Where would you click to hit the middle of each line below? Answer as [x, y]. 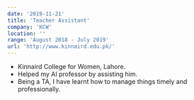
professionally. [39, 89]
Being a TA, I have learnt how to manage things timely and [102, 81]
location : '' [27, 33]
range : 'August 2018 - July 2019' [58, 40]
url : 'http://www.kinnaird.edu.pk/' [61, 46]
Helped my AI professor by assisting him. [78, 74]
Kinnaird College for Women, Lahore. [72, 67]
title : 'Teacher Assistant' [49, 20]
